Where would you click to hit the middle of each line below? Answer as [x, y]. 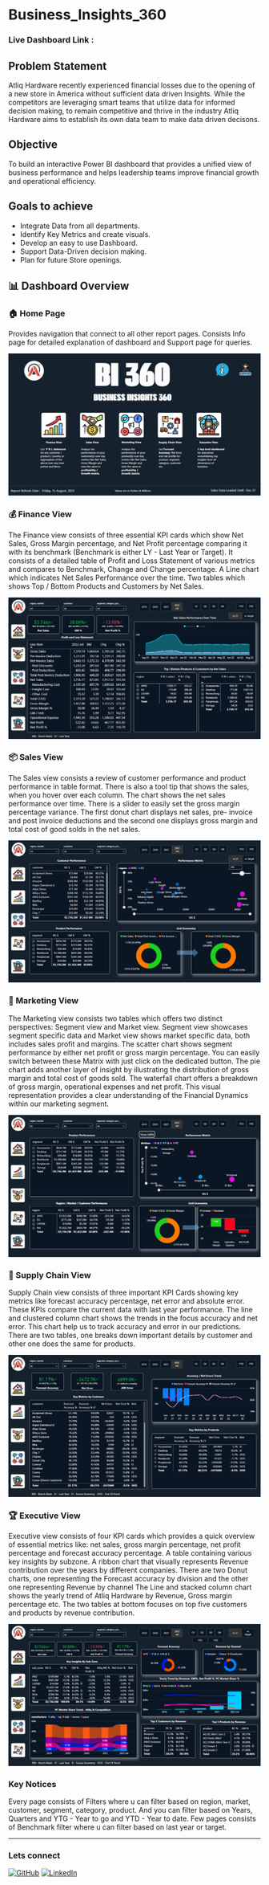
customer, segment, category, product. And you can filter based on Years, [130, 1810]
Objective [33, 145]
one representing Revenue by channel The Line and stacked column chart [130, 1587]
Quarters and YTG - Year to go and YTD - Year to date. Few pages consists [132, 1819]
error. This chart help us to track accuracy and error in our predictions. [125, 1326]
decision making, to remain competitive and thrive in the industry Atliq [123, 111]
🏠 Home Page [37, 313]
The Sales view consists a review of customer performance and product [127, 777]
